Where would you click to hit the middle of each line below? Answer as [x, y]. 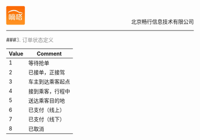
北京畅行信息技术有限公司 [162, 21]
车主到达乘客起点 [49, 82]
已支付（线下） [47, 119]
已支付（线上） [47, 110]
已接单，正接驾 [47, 72]
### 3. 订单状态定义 [30, 40]
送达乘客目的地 [47, 100]
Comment [49, 54]
